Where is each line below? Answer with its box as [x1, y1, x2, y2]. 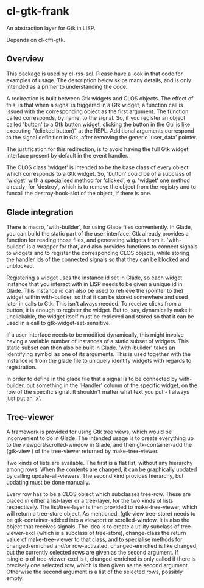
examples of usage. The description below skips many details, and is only [6, 76, 192, 83]
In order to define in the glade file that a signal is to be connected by [6, 375, 178, 382]
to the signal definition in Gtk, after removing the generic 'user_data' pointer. [6, 133, 198, 141]
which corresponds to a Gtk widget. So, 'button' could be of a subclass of [6, 170, 192, 177]
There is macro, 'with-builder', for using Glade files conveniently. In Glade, [6, 223, 192, 231]
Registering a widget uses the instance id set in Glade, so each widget [6, 274, 183, 281]
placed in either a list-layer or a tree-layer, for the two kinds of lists [6, 497, 174, 505]
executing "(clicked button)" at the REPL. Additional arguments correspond [6, 127, 194, 135]
